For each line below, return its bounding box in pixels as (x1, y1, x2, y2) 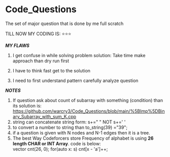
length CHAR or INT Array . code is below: (12, 140, 101, 146)
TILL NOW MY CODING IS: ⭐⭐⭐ (5, 31, 72, 37)
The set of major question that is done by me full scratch (5, 20, 124, 27)
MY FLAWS (5, 42, 29, 48)
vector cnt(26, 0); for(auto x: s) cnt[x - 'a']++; (12, 146, 108, 152)
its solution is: (12, 102, 42, 109)
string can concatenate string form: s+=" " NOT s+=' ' (12, 119, 126, 125)
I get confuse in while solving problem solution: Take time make (12, 52, 146, 58)
